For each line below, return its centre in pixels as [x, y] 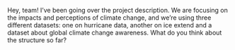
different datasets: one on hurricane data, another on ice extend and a [110, 25]
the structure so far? [37, 40]
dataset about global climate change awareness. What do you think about [115, 32]
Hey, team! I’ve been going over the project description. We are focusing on [118, 10]
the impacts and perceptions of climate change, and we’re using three [109, 18]
